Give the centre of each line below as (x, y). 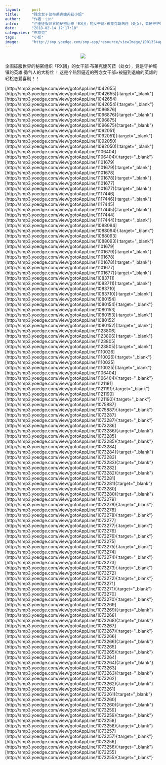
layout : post (23, 10)
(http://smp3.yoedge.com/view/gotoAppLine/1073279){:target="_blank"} (79, 504)
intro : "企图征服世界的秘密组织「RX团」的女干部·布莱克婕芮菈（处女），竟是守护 (83, 24)
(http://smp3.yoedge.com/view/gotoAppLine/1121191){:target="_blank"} (78, 388)
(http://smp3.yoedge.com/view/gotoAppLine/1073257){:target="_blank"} (79, 736)
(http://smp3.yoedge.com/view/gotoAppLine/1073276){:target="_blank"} (79, 536)
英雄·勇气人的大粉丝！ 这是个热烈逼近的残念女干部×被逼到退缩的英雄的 (86, 72)
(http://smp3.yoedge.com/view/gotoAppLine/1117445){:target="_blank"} (78, 209)
